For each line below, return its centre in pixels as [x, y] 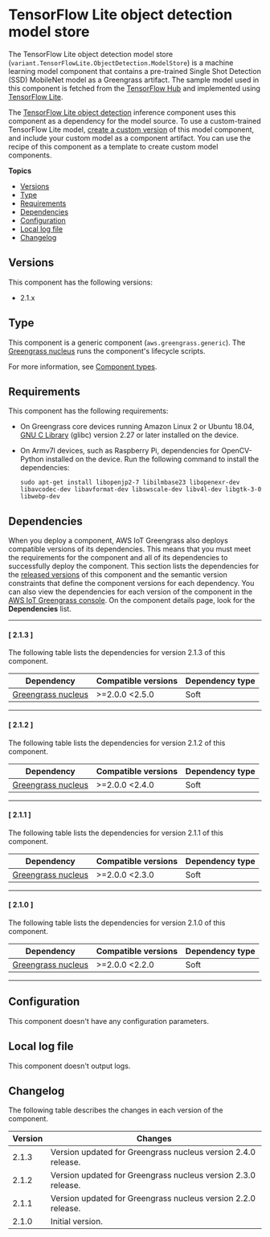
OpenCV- [237, 451]
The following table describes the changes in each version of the [116, 1110]
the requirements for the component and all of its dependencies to [118, 558]
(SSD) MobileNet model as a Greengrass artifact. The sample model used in [134, 80]
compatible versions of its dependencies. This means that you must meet [130, 549]
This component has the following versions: [80, 282]
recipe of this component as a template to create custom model [113, 146]
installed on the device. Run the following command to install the [152, 459]
